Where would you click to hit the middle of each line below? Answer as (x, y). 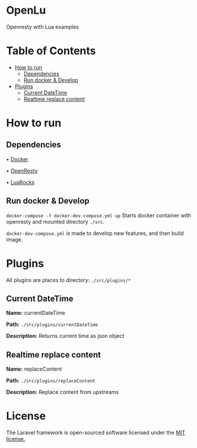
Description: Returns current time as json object (65, 336)
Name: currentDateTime (36, 313)
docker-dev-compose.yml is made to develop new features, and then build (95, 233)
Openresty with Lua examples (42, 27)
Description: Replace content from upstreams (63, 392)
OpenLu (26, 10)
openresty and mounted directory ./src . (55, 221)
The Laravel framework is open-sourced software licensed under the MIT (96, 433)
